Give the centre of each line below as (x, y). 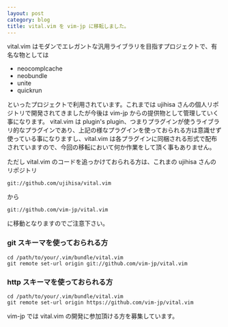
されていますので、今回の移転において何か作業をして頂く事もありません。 (111, 147)
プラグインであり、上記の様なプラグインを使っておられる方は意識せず (123, 130)
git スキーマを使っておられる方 (57, 243)
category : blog (29, 20)
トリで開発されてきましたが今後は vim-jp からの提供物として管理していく (116, 113)
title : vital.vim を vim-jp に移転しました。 (68, 26)
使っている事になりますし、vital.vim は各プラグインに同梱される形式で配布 (112, 139)
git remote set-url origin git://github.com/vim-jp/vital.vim (97, 263)
